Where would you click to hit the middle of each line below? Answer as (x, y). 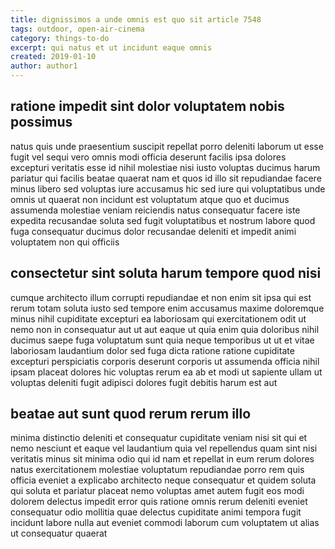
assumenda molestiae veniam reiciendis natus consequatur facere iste (155, 210)
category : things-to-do (60, 38)
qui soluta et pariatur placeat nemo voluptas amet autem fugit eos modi (157, 491)
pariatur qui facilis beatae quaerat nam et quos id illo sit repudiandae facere (166, 178)
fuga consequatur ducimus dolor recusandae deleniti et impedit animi (153, 231)
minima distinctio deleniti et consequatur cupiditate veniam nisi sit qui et (159, 438)
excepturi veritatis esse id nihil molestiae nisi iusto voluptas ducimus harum (165, 167)
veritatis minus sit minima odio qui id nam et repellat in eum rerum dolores (162, 459)
